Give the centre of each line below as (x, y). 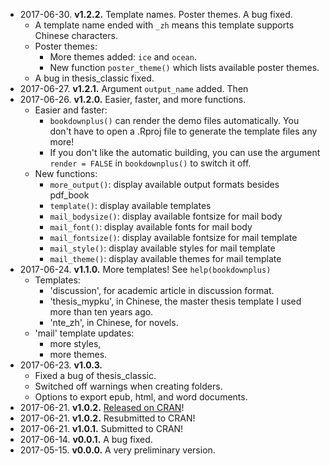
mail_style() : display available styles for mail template (162, 248)
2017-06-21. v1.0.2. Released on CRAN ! (102, 407)
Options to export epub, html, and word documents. (141, 397)
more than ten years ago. (101, 312)
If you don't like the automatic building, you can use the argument (185, 152)
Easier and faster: (71, 110)
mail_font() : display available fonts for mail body (151, 227)
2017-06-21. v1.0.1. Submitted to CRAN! (101, 428)
